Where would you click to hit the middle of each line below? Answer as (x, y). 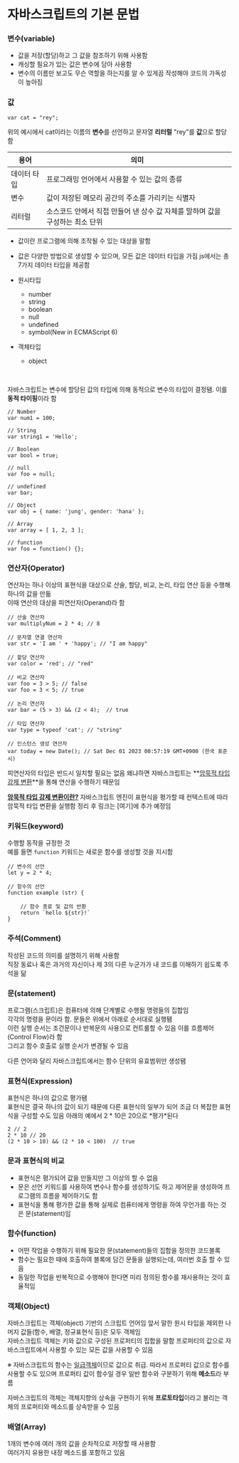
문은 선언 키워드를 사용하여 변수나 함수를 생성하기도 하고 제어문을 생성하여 (120, 1187)
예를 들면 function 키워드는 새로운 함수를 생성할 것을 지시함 (90, 852)
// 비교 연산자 (26, 678)
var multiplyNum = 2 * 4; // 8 (54, 624)
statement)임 (52, 1213)
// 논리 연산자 (26, 704)
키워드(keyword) (36, 826)
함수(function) (32, 1234)
